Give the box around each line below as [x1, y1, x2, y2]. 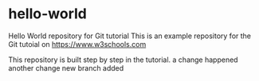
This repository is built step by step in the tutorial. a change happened [8, 55, 238, 64]
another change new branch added [8, 63, 124, 72]
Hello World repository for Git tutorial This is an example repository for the [8, 31, 252, 40]
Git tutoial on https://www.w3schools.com [8, 39, 147, 48]
